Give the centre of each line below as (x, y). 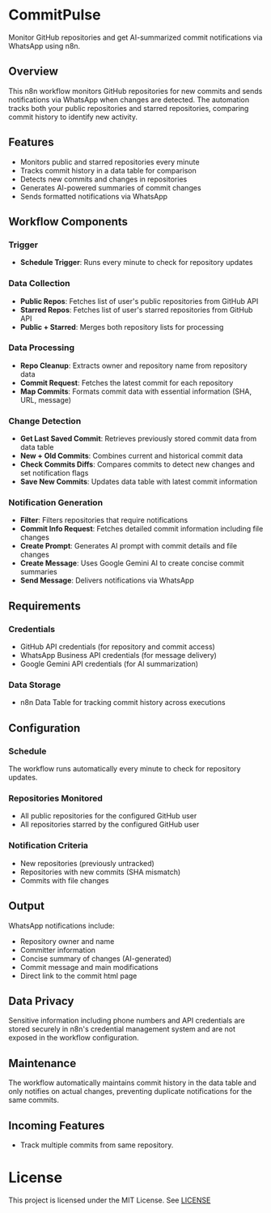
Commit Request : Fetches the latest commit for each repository (127, 382)
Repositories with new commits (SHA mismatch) (100, 872)
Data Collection (39, 284)
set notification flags (54, 473)
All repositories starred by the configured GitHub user (110, 825)
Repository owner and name (67, 941)
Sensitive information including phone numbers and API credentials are (127, 1021)
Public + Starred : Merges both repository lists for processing (122, 327)
